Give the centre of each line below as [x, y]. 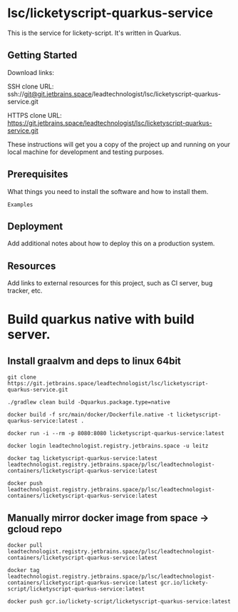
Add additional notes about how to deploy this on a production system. [111, 243]
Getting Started [42, 55]
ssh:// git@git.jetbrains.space [50, 93]
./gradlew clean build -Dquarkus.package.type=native [89, 402]
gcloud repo [35, 529]
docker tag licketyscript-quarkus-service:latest [83, 459]
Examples [20, 205]
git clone [22, 377]
